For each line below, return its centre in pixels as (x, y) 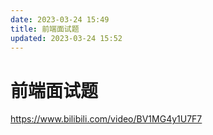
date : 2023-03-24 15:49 (60, 19)
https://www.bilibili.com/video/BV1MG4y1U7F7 (106, 119)
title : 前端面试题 (45, 29)
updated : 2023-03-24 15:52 (66, 38)
